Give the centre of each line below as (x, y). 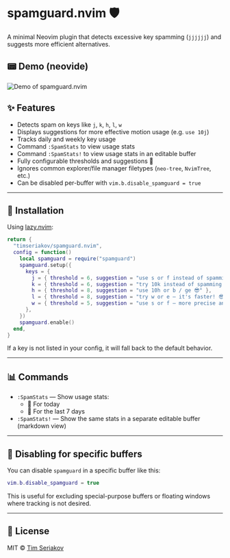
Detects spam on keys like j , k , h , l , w (69, 125)
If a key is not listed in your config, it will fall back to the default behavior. (110, 348)
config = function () (42, 253)
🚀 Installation (36, 211)
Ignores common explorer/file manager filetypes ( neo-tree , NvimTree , (114, 168)
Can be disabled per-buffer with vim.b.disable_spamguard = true (109, 183)
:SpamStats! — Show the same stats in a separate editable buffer (108, 419)
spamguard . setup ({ (46, 265)
